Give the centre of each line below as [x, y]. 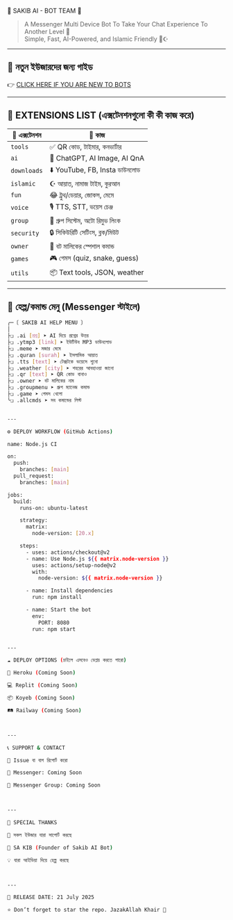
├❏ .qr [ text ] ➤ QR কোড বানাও [47, 375]
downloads [27, 171]
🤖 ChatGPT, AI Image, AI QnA [97, 158]
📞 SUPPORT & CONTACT [36, 748]
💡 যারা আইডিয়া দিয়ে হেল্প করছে [38, 860]
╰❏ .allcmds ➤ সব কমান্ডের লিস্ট [44, 400]
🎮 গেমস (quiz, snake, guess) [94, 258]
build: [23, 501]
